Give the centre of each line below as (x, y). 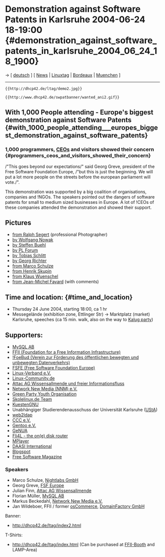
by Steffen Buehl (29, 245)
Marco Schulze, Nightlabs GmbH (45, 480)
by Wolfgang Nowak (33, 240)
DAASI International (32, 446)
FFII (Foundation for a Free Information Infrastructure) (67, 352)
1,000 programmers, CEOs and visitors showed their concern (80, 150)
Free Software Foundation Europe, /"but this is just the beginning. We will (79, 171)
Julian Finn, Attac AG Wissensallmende (52, 491)
